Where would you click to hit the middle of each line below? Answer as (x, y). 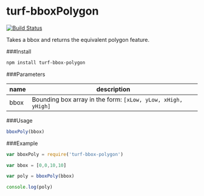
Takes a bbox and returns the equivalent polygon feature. (78, 39)
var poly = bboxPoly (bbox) (40, 176)
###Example (22, 143)
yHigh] (41, 106)
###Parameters (26, 74)
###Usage (20, 120)
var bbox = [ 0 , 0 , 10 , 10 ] (36, 165)
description (113, 89)
